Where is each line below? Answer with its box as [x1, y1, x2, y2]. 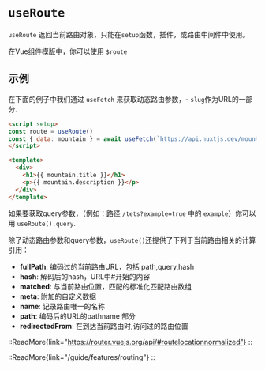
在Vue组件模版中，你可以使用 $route [8, 46, 128, 56]
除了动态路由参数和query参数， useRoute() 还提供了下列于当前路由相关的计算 [8, 235, 256, 244]
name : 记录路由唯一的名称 [19, 301, 105, 311]
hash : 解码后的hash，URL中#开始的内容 [19, 271, 151, 281]
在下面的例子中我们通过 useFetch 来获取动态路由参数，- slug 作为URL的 [8, 94, 239, 104]
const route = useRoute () [8, 127, 93, 135]
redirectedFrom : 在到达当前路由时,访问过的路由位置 [19, 321, 188, 330]
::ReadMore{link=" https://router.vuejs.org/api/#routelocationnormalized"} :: [8, 337, 253, 346]
